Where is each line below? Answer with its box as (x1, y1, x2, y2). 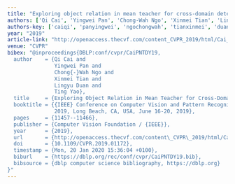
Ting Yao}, (54, 88, 86, 95)
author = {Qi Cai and (13, 56, 86, 63)
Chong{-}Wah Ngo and (54, 69, 114, 76)
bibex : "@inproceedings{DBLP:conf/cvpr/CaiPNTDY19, (7, 50, 161, 57)
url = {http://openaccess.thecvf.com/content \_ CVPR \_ (13, 134, 192, 141)
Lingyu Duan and (54, 82, 101, 89)
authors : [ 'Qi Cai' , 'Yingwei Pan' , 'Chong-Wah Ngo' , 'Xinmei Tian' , (7, 17, 215, 24)
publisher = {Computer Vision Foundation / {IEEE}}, (13, 120, 171, 128)
